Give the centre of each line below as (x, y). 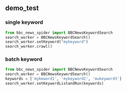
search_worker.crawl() (29, 47)
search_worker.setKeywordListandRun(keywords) (54, 84)
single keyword (24, 22)
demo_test (22, 8)
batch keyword (24, 59)
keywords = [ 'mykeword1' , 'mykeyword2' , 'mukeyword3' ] (63, 79)
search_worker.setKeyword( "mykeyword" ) (47, 42)
